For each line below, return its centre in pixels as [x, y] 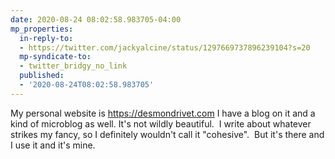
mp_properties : [42, 29]
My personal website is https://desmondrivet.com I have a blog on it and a [163, 113]
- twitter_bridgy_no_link [73, 66]
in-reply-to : [46, 38]
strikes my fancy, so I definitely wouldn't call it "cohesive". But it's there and [167, 134]
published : [42, 76]
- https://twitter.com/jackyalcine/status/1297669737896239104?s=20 [165, 47]
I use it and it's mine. [53, 145]
